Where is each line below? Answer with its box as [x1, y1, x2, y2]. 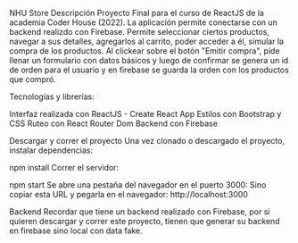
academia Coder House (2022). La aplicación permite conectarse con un [9, 17, 278, 28]
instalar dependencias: [9, 145, 94, 155]
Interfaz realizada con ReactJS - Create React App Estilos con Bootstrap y [9, 109, 282, 119]
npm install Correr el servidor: [9, 163, 119, 172]
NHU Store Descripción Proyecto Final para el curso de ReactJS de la [9, 8, 265, 18]
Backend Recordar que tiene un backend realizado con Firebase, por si [9, 206, 270, 217]
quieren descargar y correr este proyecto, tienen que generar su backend [9, 216, 280, 226]
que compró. [9, 74, 56, 84]
